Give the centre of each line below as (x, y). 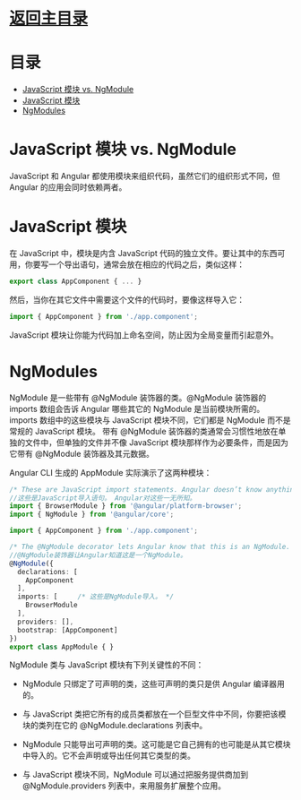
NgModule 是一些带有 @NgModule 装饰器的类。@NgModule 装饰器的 (138, 397)
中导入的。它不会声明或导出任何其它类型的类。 (108, 756)
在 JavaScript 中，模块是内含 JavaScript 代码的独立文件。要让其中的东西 (143, 253)
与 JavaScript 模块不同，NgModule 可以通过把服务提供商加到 (135, 775)
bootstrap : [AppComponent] (68, 630)
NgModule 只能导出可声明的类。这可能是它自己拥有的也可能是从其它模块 (156, 744)
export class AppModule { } (62, 647)
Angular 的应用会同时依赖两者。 (68, 187)
